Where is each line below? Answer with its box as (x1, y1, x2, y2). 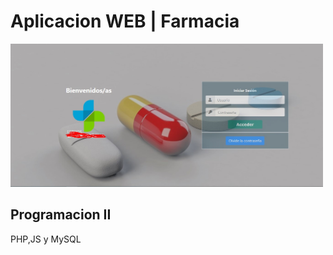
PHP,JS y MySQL (10, 233, 82, 245)
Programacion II (10, 206, 112, 224)
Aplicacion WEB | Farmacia (10, 10, 240, 33)
